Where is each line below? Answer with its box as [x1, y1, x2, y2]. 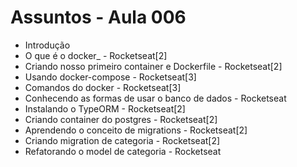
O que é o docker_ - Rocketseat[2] [24, 49, 168, 61]
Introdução [24, 39, 71, 51]
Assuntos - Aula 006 [10, 6, 187, 29]
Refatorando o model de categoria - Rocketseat [24, 145, 222, 157]
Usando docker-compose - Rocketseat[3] [24, 71, 197, 83]
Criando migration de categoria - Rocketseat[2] [24, 134, 221, 146]
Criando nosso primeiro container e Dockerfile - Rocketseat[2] [24, 60, 283, 72]
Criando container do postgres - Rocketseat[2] [24, 113, 218, 125]
